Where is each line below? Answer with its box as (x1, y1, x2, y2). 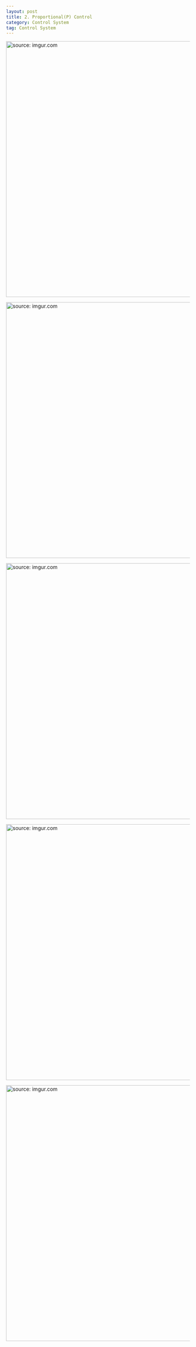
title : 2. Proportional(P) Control (6, 14, 93, 20)
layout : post (6, 8, 38, 15)
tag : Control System (6, 25, 57, 31)
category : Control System (6, 19, 69, 25)
